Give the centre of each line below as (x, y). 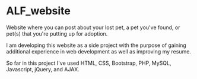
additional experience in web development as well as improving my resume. (99, 51)
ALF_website (39, 11)
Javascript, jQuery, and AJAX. (43, 69)
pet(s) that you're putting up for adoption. (57, 33)
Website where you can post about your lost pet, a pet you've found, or (93, 27)
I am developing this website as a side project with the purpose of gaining (96, 45)
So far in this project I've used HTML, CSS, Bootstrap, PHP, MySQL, (89, 63)
